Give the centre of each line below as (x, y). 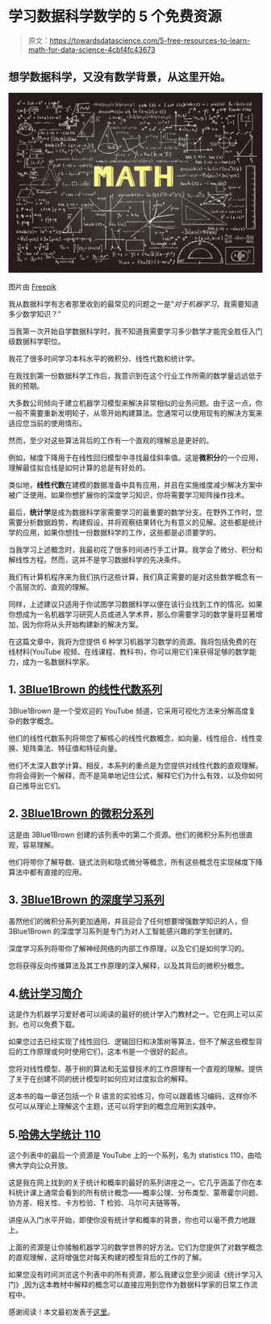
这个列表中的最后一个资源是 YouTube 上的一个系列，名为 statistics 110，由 (131, 1155)
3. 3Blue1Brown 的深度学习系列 (86, 900)
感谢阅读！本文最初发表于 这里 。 (61, 1312)
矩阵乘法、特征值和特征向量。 (72, 748)
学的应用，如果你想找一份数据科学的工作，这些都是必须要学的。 (114, 533)
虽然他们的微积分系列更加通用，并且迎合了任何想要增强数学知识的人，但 (128, 921)
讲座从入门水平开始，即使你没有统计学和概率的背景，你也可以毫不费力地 (128, 1220)
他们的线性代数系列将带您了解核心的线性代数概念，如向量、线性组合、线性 (132, 738)
